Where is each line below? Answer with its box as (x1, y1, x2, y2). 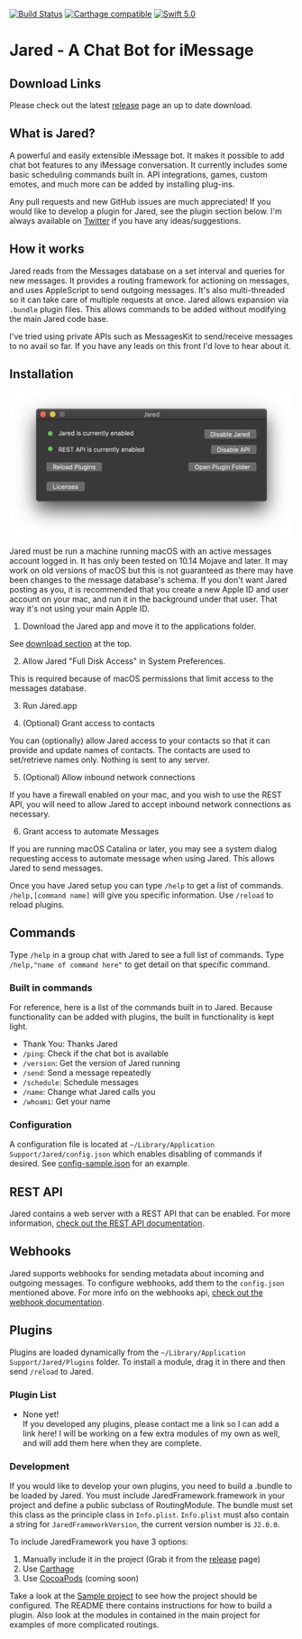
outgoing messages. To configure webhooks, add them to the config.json (9, 1277, 285, 1288)
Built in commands (9, 981, 93, 994)
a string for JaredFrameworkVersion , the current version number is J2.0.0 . (9, 1519, 280, 1530)
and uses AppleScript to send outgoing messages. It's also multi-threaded (9, 284, 286, 295)
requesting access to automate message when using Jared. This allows (9, 852, 275, 863)
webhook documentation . (9, 1296, 105, 1307)
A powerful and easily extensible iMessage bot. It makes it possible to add (9, 150, 285, 161)
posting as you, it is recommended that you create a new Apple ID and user (9, 584, 289, 594)
